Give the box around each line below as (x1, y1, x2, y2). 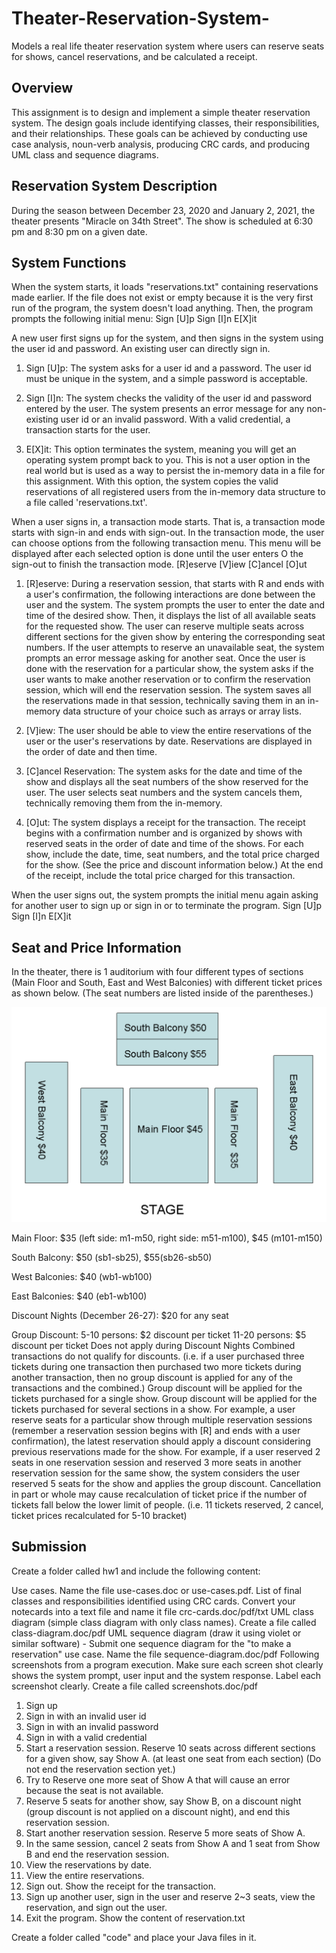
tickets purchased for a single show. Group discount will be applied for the (11, 1392, 318, 1404)
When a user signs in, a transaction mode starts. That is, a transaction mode (11, 516, 326, 528)
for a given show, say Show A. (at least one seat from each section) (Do (25, 1752, 322, 1764)
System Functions (11, 254, 127, 271)
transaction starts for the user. (25, 424, 151, 436)
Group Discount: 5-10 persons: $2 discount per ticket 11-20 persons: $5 (11, 1328, 307, 1341)
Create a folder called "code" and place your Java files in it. (11, 1931, 257, 1943)
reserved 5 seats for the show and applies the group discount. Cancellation (11, 1477, 321, 1489)
